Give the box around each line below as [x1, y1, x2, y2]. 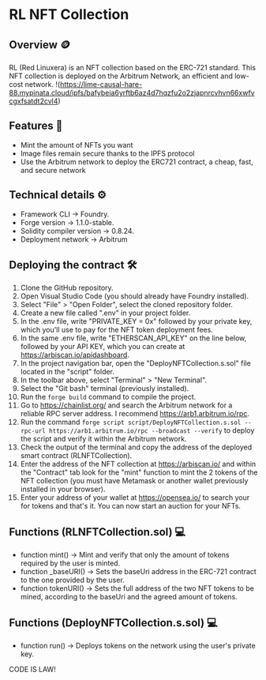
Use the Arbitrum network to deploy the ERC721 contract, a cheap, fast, [20, 156, 253, 167]
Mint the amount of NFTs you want [20, 140, 133, 149]
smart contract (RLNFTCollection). [20, 451, 133, 460]
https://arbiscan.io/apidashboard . [20, 350, 129, 360]
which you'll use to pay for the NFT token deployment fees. [20, 325, 214, 335]
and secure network [20, 165, 86, 175]
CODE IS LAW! [9, 665, 56, 674]
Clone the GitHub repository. [20, 283, 114, 293]
